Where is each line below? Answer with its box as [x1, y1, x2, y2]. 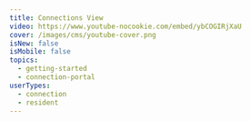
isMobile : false [9, 47, 71, 56]
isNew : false [9, 38, 59, 48]
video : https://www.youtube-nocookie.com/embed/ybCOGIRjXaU [9, 22, 243, 31]
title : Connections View [9, 13, 104, 23]
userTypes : [9, 81, 51, 90]
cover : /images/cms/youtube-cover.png [9, 30, 156, 39]
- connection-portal [17, 73, 95, 82]
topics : [9, 55, 39, 65]
